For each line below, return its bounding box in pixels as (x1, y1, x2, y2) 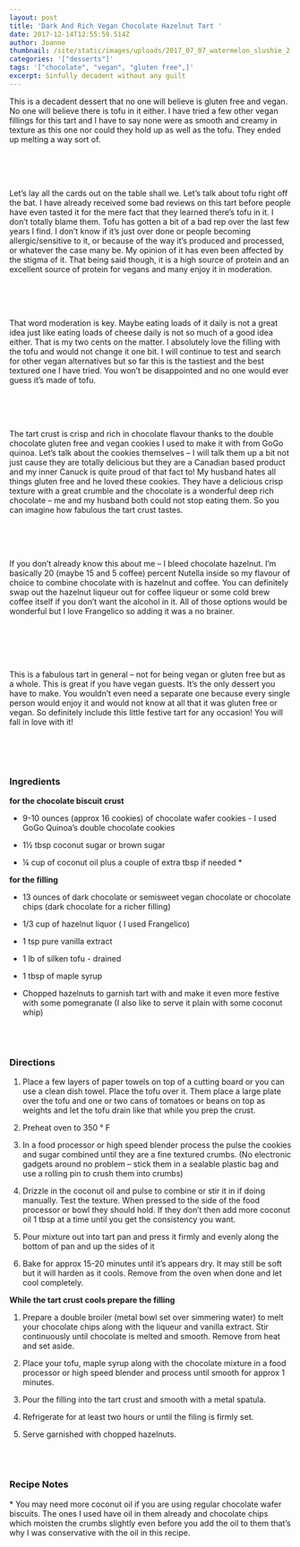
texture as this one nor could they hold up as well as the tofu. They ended (9, 124, 281, 135)
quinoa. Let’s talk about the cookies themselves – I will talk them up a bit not (9, 447, 289, 457)
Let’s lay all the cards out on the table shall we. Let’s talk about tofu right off (9, 187, 288, 198)
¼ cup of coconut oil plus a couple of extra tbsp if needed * (21, 857, 243, 868)
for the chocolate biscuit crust (9, 796, 124, 807)
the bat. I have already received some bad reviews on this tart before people (9, 197, 291, 208)
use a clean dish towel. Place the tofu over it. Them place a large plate (21, 1086, 282, 1097)
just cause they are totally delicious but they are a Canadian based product (9, 457, 286, 467)
